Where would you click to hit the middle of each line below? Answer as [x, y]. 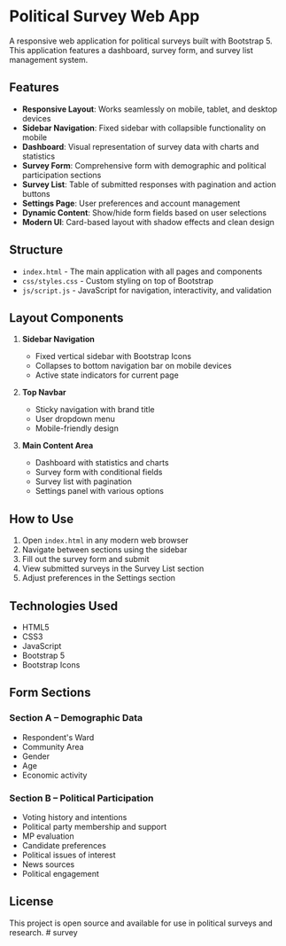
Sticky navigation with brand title [95, 410]
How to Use [42, 519]
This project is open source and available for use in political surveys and [141, 923]
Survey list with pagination [84, 481]
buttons [36, 193]
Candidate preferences [64, 845]
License [31, 902]
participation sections [62, 175]
